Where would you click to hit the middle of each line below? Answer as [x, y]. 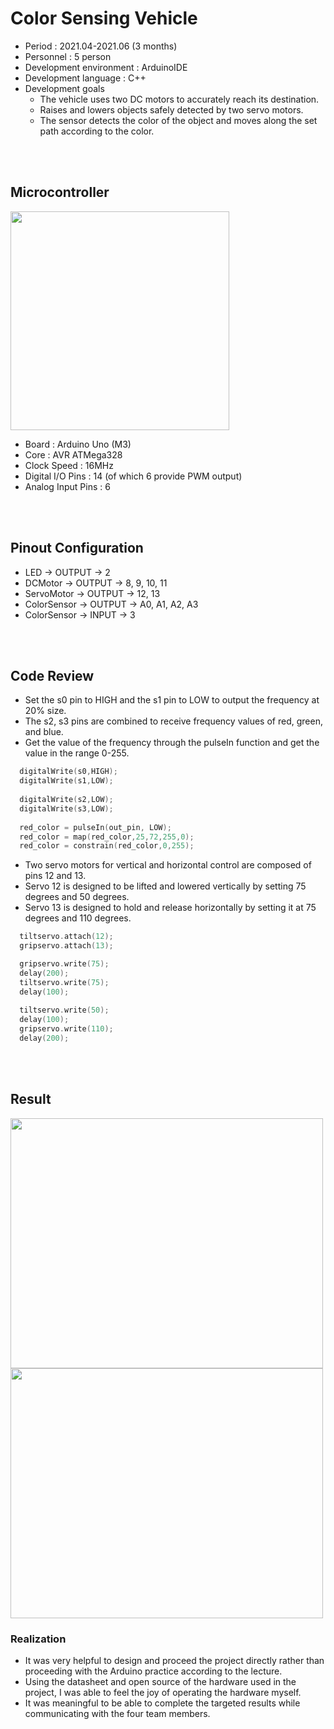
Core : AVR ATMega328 [73, 454]
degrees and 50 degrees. [77, 897]
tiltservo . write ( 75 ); [64, 982]
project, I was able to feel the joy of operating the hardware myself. [163, 1692]
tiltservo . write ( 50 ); [64, 1010]
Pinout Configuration [77, 548]
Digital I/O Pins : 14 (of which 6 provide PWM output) [133, 476]
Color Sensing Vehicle [104, 18]
